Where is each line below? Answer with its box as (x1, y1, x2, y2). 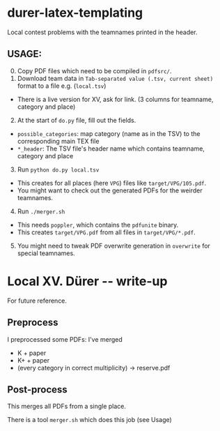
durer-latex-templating (7, 5, 143, 21)
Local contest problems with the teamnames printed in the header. (7, 28, 198, 36)
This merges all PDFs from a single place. (7, 402, 127, 411)
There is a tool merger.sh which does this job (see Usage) (7, 416, 172, 424)
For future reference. (7, 296, 68, 305)
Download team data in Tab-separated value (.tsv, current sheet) (17, 74, 214, 82)
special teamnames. (17, 249, 75, 257)
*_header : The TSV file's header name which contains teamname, (17, 144, 205, 153)
